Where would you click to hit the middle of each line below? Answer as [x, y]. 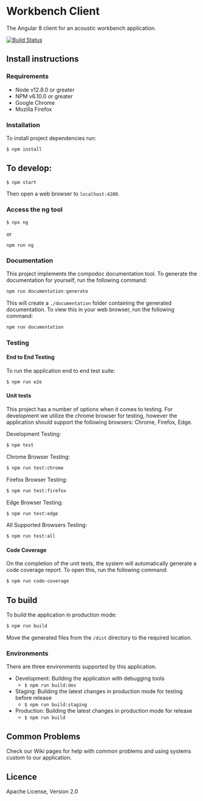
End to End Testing [30, 357]
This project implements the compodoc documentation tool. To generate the [102, 273]
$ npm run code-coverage [38, 581]
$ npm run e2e [24, 382]
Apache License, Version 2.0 [42, 791]
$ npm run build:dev [50, 686]
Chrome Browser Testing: [38, 457]
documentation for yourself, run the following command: [77, 280]
